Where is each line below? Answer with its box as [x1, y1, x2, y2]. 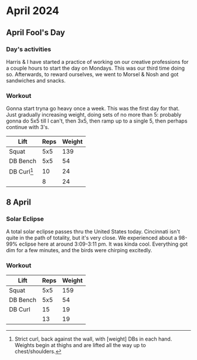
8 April [6, 197, 31, 207]
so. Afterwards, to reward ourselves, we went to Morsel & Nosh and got [6, 70, 179, 77]
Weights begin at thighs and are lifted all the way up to [14, 342, 147, 349]
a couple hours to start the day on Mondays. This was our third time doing [6, 64, 185, 72]
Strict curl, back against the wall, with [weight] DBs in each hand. [14, 335, 172, 342]
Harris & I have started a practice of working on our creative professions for [6, 58, 189, 65]
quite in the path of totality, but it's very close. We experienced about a [6, 235, 178, 242]
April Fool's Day [6, 28, 66, 38]
